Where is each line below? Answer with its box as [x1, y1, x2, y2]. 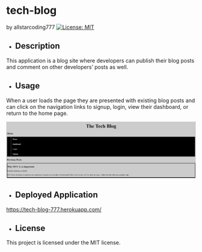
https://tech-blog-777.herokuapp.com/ [6, 206, 102, 213]
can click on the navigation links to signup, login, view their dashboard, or [6, 103, 189, 110]
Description [14, 41, 60, 51]
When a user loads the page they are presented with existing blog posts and [6, 97, 195, 104]
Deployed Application [14, 190, 98, 200]
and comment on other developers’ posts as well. [6, 63, 129, 70]
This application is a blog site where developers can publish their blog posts [6, 57, 195, 64]
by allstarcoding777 [6, 23, 55, 31]
